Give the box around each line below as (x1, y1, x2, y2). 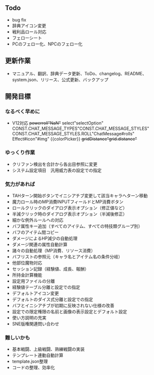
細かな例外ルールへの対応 (12, 217, 64, 223)
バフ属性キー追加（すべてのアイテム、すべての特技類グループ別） (12, 223, 143, 229)
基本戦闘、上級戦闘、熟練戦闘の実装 (12, 346, 85, 352)
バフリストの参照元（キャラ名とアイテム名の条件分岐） (12, 253, 123, 259)
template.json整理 (12, 358, 48, 364)
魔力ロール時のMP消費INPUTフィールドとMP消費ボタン (12, 199, 124, 205)
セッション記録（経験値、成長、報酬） (12, 266, 89, 271)
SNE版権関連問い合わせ (12, 321, 59, 327)
